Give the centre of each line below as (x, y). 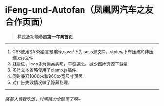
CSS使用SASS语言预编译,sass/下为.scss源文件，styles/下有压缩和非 (81, 51)
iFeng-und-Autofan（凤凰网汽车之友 (79, 10)
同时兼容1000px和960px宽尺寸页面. (48, 76)
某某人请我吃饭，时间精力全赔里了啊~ (43, 99)
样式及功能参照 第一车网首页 (45, 37)
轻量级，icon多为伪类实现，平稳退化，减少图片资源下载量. (71, 64)
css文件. (26, 58)
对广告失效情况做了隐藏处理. (41, 82)
